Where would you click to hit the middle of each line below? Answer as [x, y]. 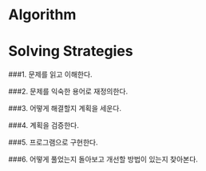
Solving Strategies [71, 52]
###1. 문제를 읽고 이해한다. [51, 74]
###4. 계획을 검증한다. [44, 125]
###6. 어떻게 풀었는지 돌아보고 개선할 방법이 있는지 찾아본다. [103, 159]
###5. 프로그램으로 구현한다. [53, 142]
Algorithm [42, 15]
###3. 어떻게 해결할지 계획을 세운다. [65, 109]
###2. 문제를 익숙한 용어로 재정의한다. [68, 91]
